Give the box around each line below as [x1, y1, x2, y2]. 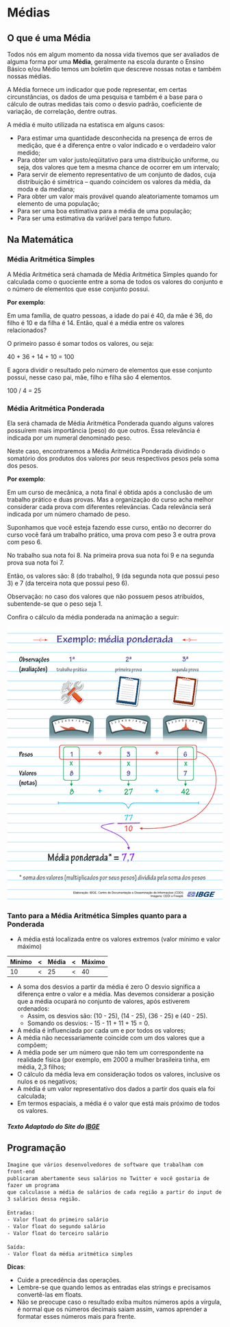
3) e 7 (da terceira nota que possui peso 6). [7, 578, 129, 587]
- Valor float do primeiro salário [7, 1216, 109, 1223]
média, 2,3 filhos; [16, 1063, 66, 1071]
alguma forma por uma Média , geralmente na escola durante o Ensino [7, 58, 205, 66]
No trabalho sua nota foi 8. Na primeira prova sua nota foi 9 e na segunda [7, 551, 214, 559]
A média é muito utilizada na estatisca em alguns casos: [7, 121, 166, 128]
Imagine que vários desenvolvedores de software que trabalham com [7, 1161, 204, 1168]
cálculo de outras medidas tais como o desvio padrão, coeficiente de [7, 100, 203, 108]
